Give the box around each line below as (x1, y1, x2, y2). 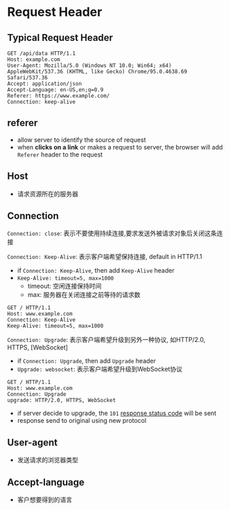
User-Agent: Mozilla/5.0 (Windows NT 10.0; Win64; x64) (7, 62, 172, 69)
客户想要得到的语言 (17, 495, 73, 504)
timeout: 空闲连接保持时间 (27, 282, 102, 291)
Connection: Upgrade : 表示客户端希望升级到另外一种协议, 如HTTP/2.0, (7, 336, 206, 344)
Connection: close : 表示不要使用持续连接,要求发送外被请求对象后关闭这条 (7, 229, 217, 237)
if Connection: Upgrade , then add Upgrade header (17, 357, 157, 365)
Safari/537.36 (7, 74, 48, 81)
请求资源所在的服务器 (17, 190, 78, 198)
